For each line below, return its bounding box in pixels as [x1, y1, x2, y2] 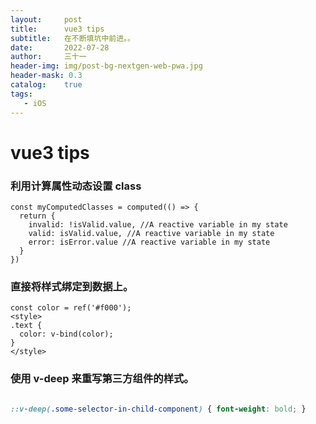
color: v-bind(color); [19, 329, 114, 340]
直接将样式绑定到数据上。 [10, 279, 134, 293]
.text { [10, 321, 43, 331]
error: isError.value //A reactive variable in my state [28, 237, 271, 247]
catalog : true [10, 80, 83, 90]
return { [19, 211, 56, 221]
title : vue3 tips [10, 24, 105, 34]
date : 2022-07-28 [10, 42, 110, 53]
